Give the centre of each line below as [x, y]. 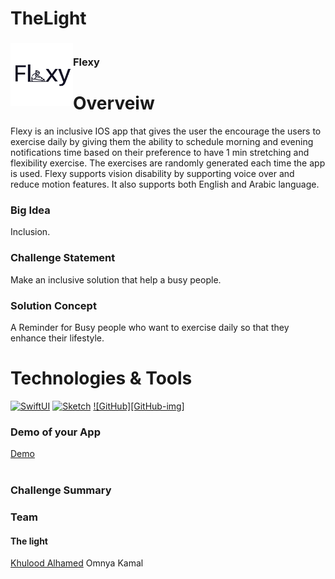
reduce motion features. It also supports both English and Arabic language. [165, 184]
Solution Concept [53, 305]
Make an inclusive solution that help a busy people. [116, 279]
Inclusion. [30, 232]
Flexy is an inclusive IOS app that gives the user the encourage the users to [166, 131]
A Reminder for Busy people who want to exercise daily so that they [150, 327]
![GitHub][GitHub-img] [139, 406]
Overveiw [114, 103]
